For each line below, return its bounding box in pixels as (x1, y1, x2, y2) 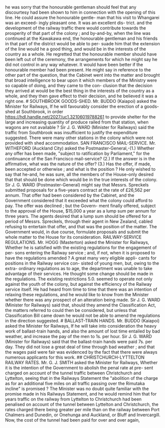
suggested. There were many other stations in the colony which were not (5, 135, 154, 141)
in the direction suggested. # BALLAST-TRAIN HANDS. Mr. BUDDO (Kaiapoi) (5, 318, 160, 324)
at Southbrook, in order (16, 109, 64, 115)
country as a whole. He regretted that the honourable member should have (5, 51, 157, 57)
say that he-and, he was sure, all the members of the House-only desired (5, 172, 154, 177)
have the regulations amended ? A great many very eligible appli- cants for (5, 255, 157, 261)
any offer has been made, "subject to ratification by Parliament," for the (5, 151, 150, 156)
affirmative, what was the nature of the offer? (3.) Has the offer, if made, (5, 161, 151, 167)
